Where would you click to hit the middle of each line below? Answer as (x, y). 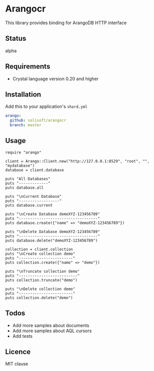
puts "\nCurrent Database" (33, 196)
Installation (23, 94)
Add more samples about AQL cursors (52, 331)
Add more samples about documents (51, 325)
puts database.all (24, 188)
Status (16, 39)
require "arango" (23, 152)
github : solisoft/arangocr (38, 121)
